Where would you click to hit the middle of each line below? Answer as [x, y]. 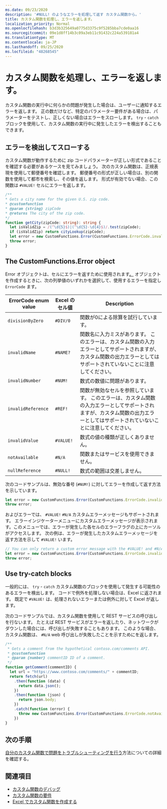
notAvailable [23, 457]
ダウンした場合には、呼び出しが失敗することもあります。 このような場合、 [82, 628]
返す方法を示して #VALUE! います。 [40, 539]
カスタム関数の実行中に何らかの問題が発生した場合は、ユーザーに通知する [81, 105]
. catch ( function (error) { [42, 709]
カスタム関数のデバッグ [36, 789]
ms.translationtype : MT [30, 38]
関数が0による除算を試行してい [116, 317]
